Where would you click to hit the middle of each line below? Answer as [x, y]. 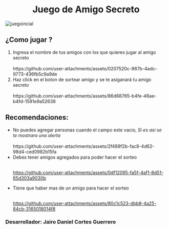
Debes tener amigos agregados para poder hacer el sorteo [75, 157]
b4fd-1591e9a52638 [34, 101]
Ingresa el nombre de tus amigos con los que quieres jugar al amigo [84, 52]
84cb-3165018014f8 [34, 208]
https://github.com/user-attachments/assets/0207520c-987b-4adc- [85, 68]
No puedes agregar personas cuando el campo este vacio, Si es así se [87, 130]
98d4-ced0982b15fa [35, 151]
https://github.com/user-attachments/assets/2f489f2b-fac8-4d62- [83, 146]
